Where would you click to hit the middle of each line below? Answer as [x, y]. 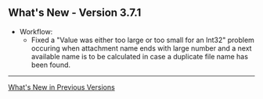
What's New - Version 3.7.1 [75, 13]
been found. [51, 65]
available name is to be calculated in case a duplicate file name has [140, 56]
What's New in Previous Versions [61, 87]
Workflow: [36, 31]
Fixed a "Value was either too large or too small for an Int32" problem [142, 40]
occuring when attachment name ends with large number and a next [141, 48]
